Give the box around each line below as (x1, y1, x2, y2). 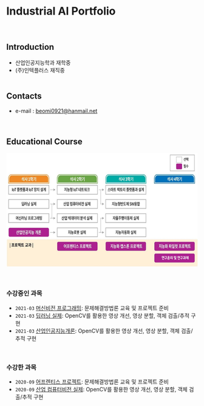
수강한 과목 (6, 363, 37, 371)
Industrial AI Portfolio (6, 4, 116, 18)
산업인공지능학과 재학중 (15, 59, 71, 66)
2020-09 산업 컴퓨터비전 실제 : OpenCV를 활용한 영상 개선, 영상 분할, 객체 (15, 385, 188, 393)
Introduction (6, 42, 55, 52)
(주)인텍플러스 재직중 (15, 66, 65, 74)
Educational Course (6, 136, 83, 146)
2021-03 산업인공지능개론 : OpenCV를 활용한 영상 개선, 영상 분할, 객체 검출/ (15, 327, 193, 334)
